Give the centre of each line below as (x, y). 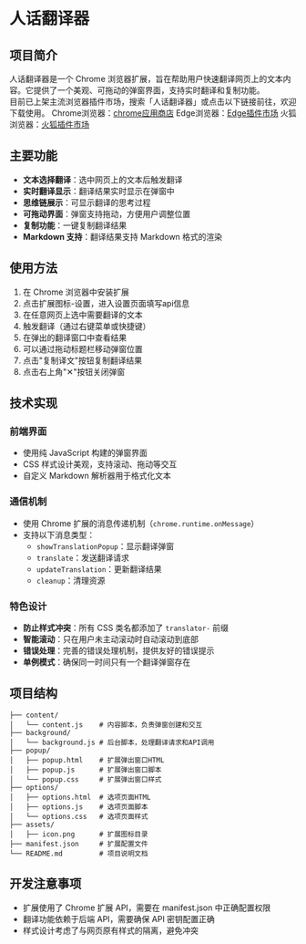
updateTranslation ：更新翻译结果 (99, 569)
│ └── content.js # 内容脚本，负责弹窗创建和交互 (106, 725)
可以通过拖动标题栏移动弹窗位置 (82, 348)
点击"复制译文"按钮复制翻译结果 (82, 360)
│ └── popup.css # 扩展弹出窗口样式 (86, 779)
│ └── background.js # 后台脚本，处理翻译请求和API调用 (112, 742)
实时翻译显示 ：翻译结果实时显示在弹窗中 (98, 191)
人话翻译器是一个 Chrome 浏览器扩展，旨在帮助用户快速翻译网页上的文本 (147, 79)
